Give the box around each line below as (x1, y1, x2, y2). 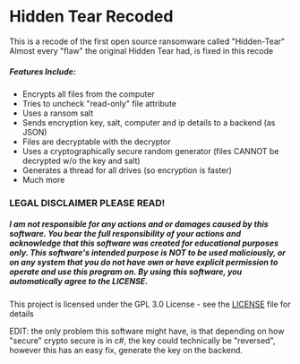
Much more (21, 174, 65, 185)
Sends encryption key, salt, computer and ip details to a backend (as (21, 117, 276, 127)
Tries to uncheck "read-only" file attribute (21, 98, 177, 108)
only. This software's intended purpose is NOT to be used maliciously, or (9, 247, 287, 258)
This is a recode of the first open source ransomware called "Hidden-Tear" (9, 36, 286, 47)
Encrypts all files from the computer (21, 88, 155, 100)
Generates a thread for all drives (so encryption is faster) (21, 164, 233, 176)
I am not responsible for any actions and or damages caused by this (9, 219, 269, 230)
